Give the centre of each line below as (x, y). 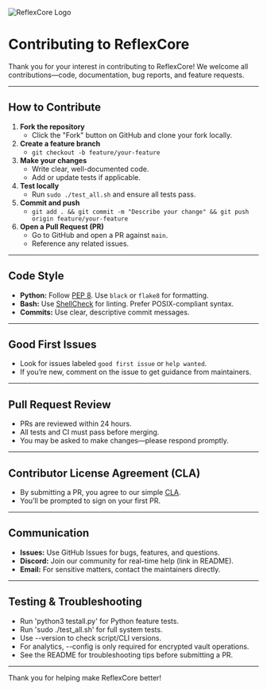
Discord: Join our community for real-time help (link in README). (127, 560)
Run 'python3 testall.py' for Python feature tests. (99, 621)
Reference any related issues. (80, 244)
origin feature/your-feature (80, 219)
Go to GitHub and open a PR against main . (100, 235)
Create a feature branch (60, 143)
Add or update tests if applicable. (86, 177)
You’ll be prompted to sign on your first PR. (90, 501)
